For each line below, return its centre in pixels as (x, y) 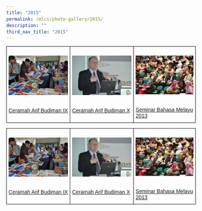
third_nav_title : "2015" (37, 32)
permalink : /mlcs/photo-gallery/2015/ (55, 19)
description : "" (26, 25)
